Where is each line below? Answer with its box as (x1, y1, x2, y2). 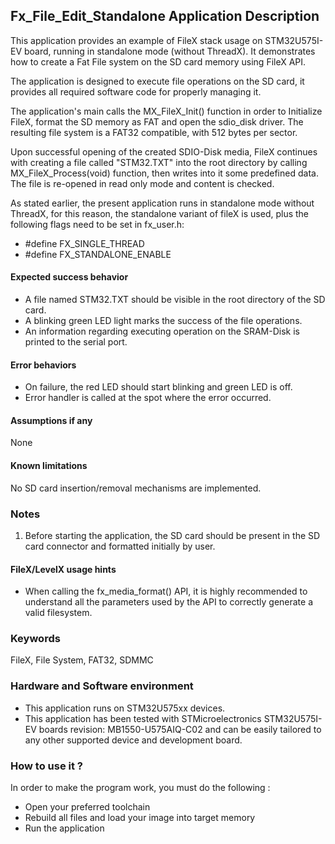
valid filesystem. (24, 607, 93, 619)
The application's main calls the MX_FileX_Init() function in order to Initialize (10, 105, 323, 117)
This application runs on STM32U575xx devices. (24, 702, 226, 714)
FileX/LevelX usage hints (10, 563, 117, 575)
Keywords (10, 632, 61, 646)
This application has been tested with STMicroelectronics (24, 712, 262, 724)
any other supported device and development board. (24, 734, 243, 746)
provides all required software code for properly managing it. (10, 85, 262, 98)
